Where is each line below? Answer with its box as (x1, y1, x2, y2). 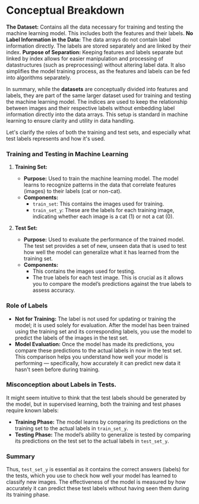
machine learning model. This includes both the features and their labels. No (6, 29, 194, 36)
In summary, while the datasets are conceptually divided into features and (6, 85, 188, 92)
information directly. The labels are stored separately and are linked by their (6, 42, 192, 49)
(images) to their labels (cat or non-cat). (23, 188, 122, 195)
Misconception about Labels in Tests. (6, 381, 117, 389)
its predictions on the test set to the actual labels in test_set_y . (14, 437, 169, 444)
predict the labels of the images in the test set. (14, 334, 129, 341)
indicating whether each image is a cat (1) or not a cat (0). (32, 213, 174, 220)
